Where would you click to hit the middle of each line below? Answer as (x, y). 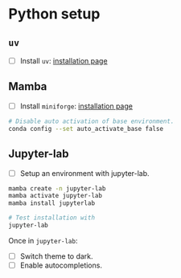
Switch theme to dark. (57, 256)
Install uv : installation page (64, 61)
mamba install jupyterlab (51, 203)
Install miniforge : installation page (76, 106)
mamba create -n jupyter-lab (57, 188)
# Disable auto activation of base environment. (91, 121)
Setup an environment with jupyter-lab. (85, 173)
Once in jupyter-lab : (43, 240)
